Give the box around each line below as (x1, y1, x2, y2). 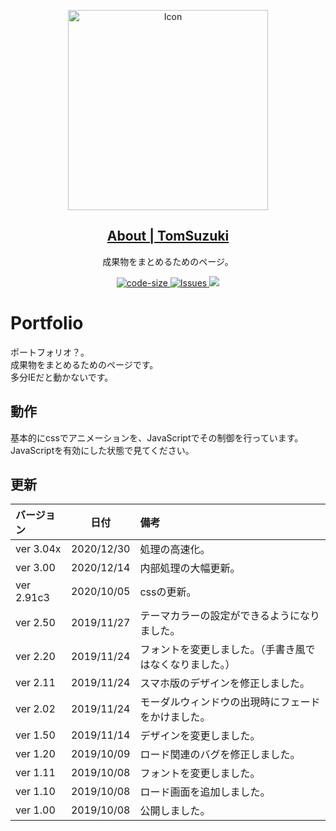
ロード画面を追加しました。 (139, 785, 271, 799)
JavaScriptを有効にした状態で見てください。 (10, 444, 195, 456)
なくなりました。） (149, 658, 236, 672)
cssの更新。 (139, 585, 197, 599)
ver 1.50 (15, 728, 56, 742)
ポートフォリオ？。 (10, 346, 90, 358)
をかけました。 (139, 710, 211, 724)
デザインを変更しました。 (139, 729, 261, 743)
